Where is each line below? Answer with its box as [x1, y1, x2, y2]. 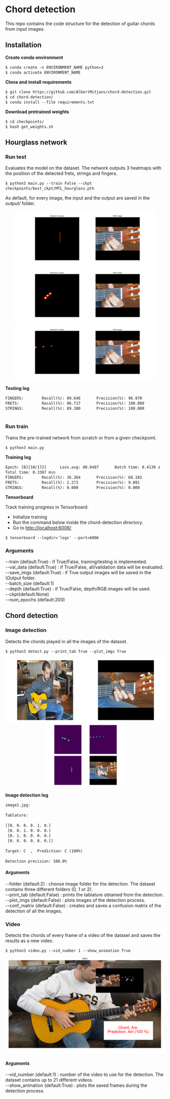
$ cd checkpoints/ [5, 119, 44, 124]
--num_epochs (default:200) [5, 597, 65, 603]
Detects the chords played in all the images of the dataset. [5, 638, 128, 644]
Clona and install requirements [5, 79, 72, 85]
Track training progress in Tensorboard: [5, 504, 89, 510]
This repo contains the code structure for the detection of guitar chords [5, 20, 155, 27]
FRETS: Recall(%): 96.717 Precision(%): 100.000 [5, 401, 145, 406]
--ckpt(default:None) [5, 591, 49, 597]
